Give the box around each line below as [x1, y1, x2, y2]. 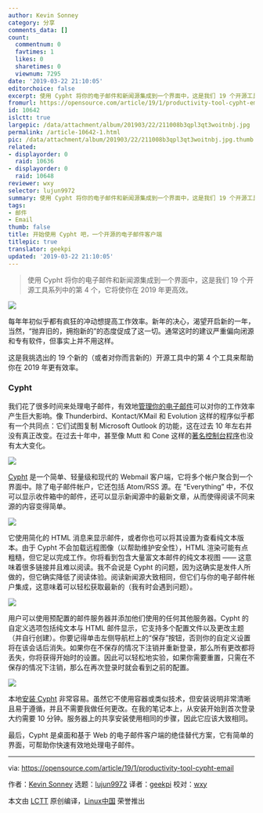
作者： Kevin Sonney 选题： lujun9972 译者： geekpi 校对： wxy [8, 779, 207, 789]
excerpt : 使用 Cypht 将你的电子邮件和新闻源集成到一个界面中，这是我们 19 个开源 [8, 92, 248, 100]
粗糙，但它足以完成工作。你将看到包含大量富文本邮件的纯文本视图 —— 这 [8, 552, 245, 562]
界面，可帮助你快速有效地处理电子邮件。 [8, 740, 139, 749]
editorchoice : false [8, 84, 76, 93]
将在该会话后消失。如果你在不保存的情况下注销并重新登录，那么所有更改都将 [8, 643, 255, 652]
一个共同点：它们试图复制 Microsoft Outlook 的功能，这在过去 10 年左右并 [14, 421, 253, 430]
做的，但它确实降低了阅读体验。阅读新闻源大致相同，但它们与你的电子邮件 [8, 572, 248, 581]
